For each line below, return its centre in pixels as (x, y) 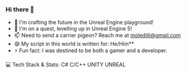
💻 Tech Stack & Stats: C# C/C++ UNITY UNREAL (66, 65)
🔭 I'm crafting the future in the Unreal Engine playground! (84, 23)
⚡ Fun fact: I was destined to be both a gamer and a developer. (91, 50)
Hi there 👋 (20, 9)
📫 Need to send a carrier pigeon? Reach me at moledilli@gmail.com (97, 36)
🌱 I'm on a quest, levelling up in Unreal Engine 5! (73, 28)
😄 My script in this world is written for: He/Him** (74, 44)
